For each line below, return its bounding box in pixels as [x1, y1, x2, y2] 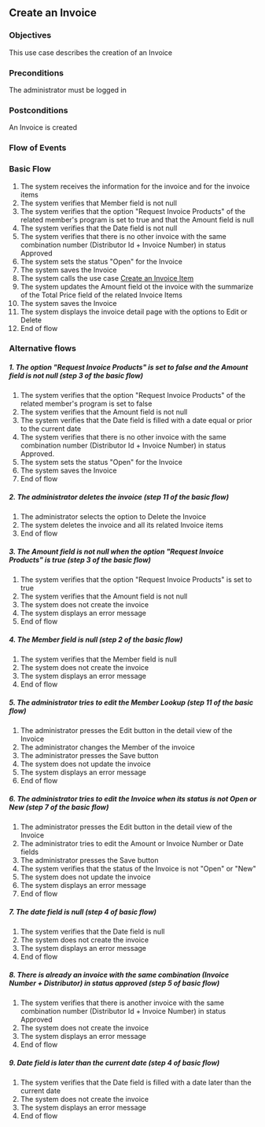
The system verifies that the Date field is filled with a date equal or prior [20, 416, 252, 425]
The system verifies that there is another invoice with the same [20, 998, 225, 1007]
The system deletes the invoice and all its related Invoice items [20, 521, 223, 530]
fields [20, 847, 39, 856]
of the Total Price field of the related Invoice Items [20, 290, 183, 300]
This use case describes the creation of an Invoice [9, 47, 172, 57]
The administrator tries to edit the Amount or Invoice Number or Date [20, 839, 244, 849]
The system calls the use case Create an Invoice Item [20, 273, 194, 282]
